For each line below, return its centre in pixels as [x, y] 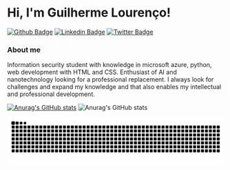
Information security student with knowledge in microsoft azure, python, [109, 65]
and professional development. [51, 94]
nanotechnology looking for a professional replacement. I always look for [111, 79]
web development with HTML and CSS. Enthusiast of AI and [92, 72]
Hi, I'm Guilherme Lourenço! [89, 13]
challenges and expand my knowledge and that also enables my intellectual [114, 87]
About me [24, 50]
